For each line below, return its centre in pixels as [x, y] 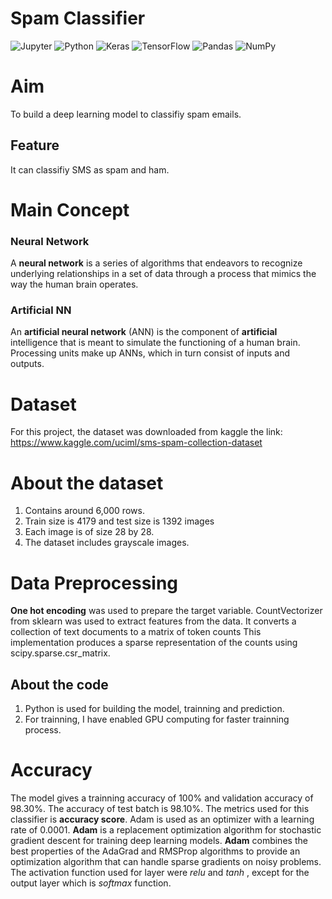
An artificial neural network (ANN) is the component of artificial [144, 332]
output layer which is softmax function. [91, 883]
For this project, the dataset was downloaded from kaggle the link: [146, 432]
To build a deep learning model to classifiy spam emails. [126, 114]
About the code [59, 684]
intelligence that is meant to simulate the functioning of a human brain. [155, 343]
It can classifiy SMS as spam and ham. [90, 169]
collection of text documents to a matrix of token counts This [136, 632]
